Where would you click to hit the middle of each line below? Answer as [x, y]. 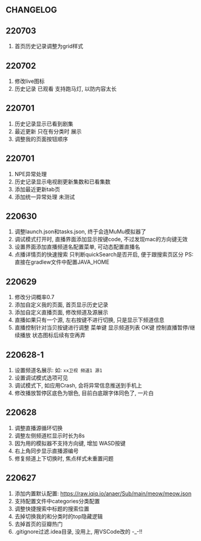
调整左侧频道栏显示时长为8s [49, 436]
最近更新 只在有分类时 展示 [48, 131]
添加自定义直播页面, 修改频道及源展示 [61, 313]
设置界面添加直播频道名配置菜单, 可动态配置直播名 [77, 247]
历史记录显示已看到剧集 [44, 124]
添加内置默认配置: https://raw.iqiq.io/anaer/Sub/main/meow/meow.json [103, 493]
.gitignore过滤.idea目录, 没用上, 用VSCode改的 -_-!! [78, 531]
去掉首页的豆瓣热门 [39, 524]
